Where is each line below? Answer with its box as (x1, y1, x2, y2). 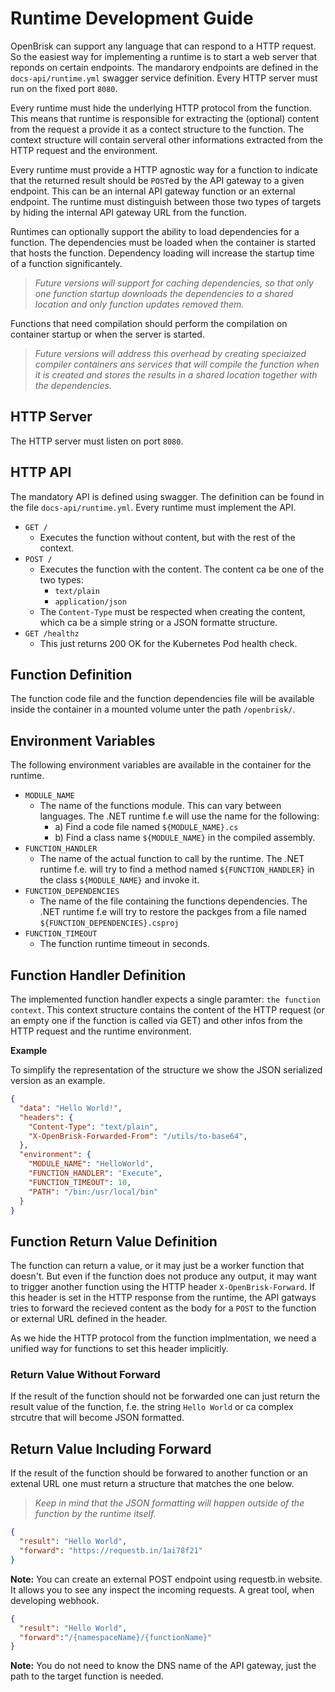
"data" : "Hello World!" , (19, 1103, 123, 1113)
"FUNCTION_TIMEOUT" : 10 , (28, 1177, 132, 1187)
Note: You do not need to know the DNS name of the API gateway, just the (10, 1660, 317, 1672)
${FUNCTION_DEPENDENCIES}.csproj (39, 918, 180, 929)
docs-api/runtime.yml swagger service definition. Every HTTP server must (10, 72, 318, 84)
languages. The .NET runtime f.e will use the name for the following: (39, 810, 320, 822)
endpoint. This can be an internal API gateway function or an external (10, 185, 296, 197)
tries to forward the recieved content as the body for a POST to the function (10, 1302, 317, 1314)
